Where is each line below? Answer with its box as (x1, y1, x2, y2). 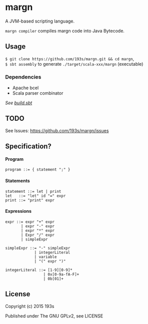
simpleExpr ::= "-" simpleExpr (5, 245, 70, 250)
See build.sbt (5, 100, 32, 106)
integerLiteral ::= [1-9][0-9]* (5, 267, 72, 272)
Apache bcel (12, 85, 39, 91)
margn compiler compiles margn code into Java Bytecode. (5, 28, 125, 34)
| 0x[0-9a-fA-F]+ (43, 272, 79, 277)
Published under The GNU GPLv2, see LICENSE (5, 312, 103, 319)
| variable (34, 254, 57, 259)
